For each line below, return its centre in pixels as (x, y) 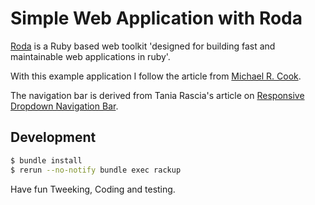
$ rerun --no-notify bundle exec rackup (96, 170)
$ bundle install (46, 160)
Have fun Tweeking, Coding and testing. (93, 189)
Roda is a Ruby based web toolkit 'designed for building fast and (143, 46)
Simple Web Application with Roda (156, 18)
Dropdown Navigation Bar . (64, 106)
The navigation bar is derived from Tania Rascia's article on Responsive (157, 95)
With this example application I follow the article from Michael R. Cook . (156, 76)
